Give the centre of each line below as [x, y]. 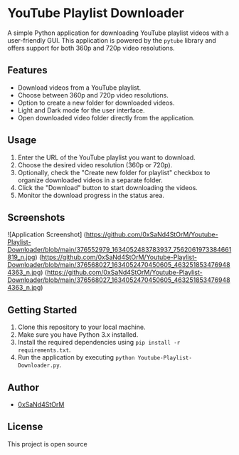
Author [23, 387]
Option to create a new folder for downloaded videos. [96, 103]
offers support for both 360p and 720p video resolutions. [91, 48]
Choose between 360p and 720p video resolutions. [93, 95]
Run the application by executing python [76, 357]
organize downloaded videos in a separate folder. [90, 180]
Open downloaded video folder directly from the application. [106, 117]
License [25, 427]
